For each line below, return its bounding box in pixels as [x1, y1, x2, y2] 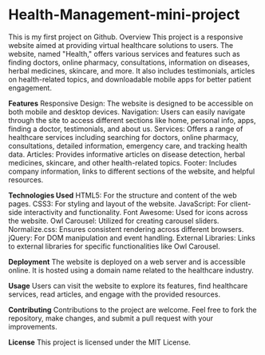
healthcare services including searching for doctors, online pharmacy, [8, 132, 239, 142]
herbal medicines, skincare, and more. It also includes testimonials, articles [8, 66, 255, 75]
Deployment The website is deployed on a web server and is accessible [8, 257, 246, 266]
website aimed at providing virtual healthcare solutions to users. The [8, 40, 234, 50]
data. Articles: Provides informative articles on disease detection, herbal [8, 150, 246, 159]
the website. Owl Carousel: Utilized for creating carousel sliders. [8, 216, 220, 225]
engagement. [8, 82, 52, 93]
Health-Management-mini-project [8, 6, 240, 24]
